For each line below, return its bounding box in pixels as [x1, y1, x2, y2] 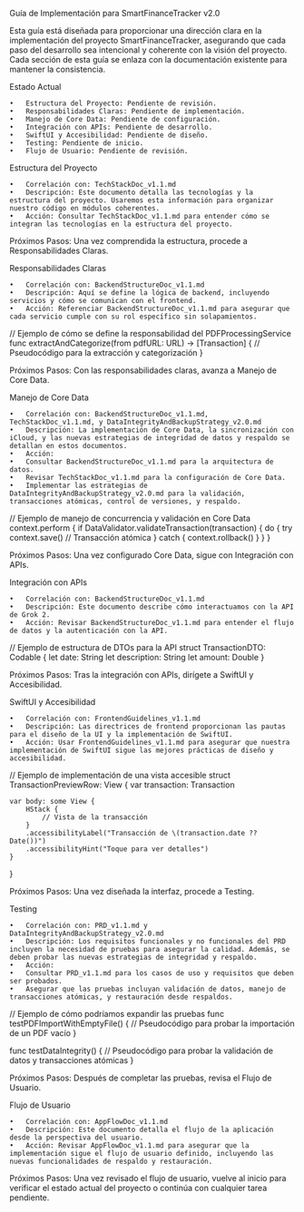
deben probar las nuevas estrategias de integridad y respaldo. [9, 953, 258, 962]
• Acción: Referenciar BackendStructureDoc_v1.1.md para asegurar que [9, 304, 290, 313]
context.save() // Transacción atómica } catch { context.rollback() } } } [9, 533, 270, 542]
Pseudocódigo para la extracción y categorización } [9, 347, 204, 357]
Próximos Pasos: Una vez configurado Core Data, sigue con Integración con [9, 550, 294, 561]
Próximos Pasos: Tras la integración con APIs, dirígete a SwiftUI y [9, 670, 254, 679]
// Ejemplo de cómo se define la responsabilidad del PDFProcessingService [9, 328, 292, 338]
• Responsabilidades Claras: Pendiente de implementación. [9, 107, 246, 116]
